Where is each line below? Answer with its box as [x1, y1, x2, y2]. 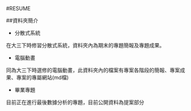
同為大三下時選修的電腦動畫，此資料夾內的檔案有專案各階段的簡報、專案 [6, 67, 180, 74]
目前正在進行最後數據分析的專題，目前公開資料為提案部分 [6, 99, 144, 106]
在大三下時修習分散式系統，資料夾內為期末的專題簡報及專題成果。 [6, 42, 165, 48]
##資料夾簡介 [6, 17, 39, 24]
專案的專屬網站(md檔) [16, 74, 69, 81]
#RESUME [6, 5, 31, 12]
